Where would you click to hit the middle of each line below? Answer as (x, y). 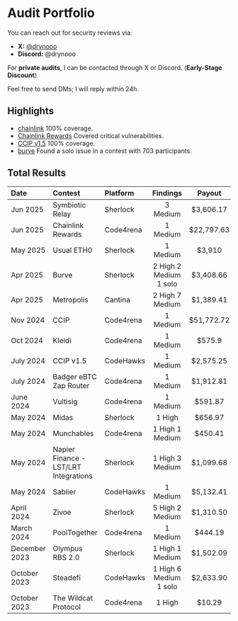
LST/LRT (67, 467)
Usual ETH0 (73, 250)
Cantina (118, 300)
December (28, 548)
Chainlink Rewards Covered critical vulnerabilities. (91, 135)
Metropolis (70, 300)
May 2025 (28, 250)
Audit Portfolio (51, 13)
